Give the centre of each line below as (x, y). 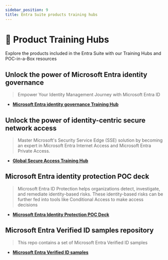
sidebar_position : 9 (27, 10)
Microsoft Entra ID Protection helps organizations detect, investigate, (89, 188)
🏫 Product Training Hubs (57, 40)
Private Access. (34, 151)
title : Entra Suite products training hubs (52, 15)
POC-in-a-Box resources (31, 59)
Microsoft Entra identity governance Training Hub (66, 104)
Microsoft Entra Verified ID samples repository (79, 231)
